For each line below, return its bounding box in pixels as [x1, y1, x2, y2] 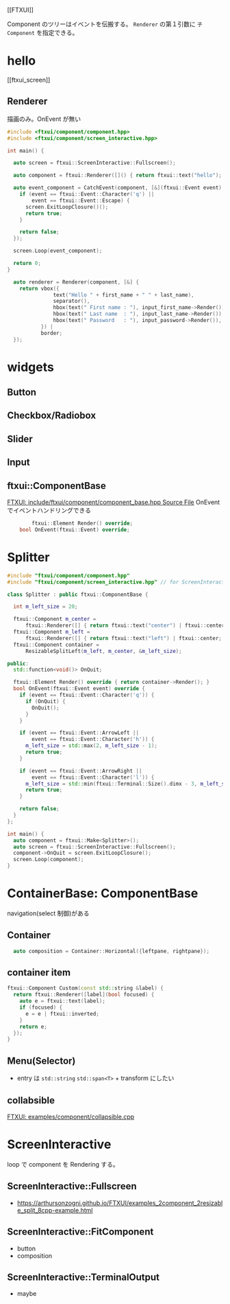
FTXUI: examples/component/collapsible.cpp [7, 1112, 135, 1121]
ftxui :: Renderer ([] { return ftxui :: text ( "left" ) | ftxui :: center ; [25, 634, 222, 641]
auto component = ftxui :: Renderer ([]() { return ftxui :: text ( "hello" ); [13, 172, 222, 179]
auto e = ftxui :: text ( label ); [19, 998, 106, 1005]
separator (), [53, 298, 90, 305]
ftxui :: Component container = [13, 641, 99, 648]
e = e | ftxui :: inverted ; [25, 1010, 99, 1017]
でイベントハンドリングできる [7, 506, 91, 514]
